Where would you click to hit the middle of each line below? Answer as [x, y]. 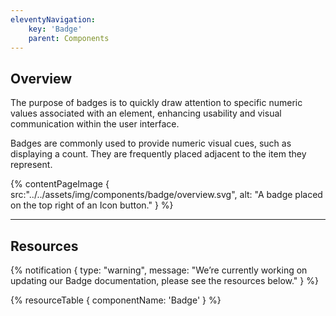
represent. [31, 165]
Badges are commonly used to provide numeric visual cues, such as [151, 143]
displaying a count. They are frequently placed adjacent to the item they [158, 154]
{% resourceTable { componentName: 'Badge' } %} [116, 300]
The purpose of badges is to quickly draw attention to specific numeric [156, 103]
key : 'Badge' [55, 29]
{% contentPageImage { [60, 184]
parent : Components [69, 38]
